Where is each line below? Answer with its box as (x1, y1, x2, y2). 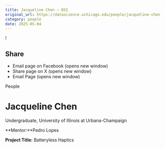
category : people (5, 17, 42, 22)
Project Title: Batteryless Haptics (5, 137, 74, 143)
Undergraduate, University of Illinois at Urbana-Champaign (5, 117, 127, 123)
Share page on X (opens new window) (12, 68, 92, 74)
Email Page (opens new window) (12, 74, 80, 80)
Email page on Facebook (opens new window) (12, 63, 108, 69)
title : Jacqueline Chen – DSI (5, 7, 69, 13)
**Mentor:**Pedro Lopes (5, 127, 59, 133)
